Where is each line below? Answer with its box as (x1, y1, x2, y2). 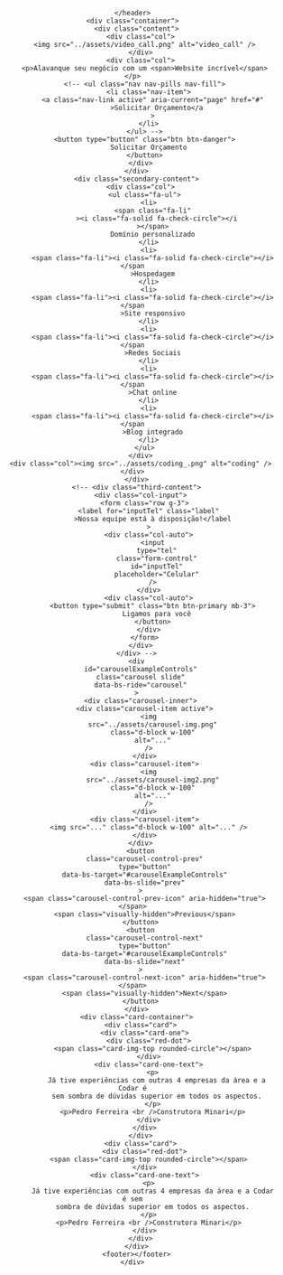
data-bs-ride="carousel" (93, 680, 187, 689)
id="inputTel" (130, 562, 184, 571)
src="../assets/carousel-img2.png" (86, 775, 220, 784)
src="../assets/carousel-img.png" (87, 720, 218, 729)
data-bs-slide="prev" (104, 878, 186, 887)
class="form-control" (115, 554, 197, 563)
